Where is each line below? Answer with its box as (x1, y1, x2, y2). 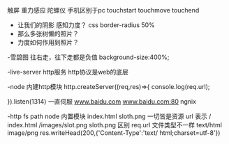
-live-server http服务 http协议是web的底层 (7, 68, 129, 76)
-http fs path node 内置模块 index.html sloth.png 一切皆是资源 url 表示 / (7, 112, 212, 120)
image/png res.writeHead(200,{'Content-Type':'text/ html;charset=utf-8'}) (7, 129, 221, 137)
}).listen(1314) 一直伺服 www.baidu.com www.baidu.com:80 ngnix (7, 97, 197, 106)
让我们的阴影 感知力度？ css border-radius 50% (17, 21, 155, 29)
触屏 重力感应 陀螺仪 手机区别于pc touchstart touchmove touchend (7, 6, 200, 14)
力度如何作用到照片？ (17, 38, 79, 47)
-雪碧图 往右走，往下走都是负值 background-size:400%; (7, 53, 170, 61)
